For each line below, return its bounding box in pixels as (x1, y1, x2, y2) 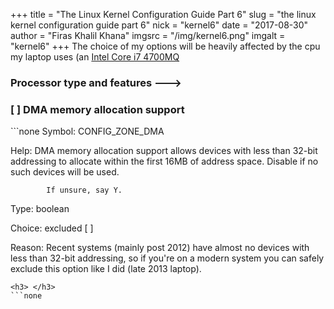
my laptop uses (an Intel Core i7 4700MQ (10, 51, 180, 63)
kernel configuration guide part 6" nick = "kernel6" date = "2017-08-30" (10, 19, 309, 31)
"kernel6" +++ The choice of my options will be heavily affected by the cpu (10, 40, 321, 52)
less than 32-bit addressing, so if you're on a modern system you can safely (10, 252, 325, 264)
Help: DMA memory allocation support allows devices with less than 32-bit (10, 145, 318, 157)
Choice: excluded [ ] (10, 222, 94, 234)
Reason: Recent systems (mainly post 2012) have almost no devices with (10, 242, 310, 254)
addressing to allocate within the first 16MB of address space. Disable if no (10, 155, 319, 168)
